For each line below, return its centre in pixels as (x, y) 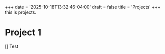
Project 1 (23, 33)
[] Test (12, 46)
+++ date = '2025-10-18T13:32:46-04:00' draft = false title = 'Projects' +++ (83, 7)
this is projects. (21, 12)
